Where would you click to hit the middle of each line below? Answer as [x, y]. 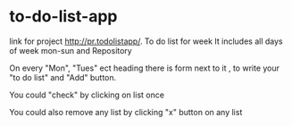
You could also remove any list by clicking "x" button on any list [126, 112]
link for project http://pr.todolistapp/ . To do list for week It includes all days [146, 41]
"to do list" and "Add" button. [63, 77]
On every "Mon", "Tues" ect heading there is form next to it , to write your [144, 68]
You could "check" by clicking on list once [87, 95]
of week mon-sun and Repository [71, 50]
